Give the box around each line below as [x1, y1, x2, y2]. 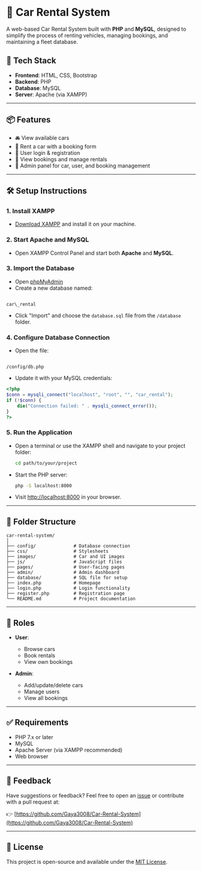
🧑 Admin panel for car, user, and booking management [14, 162, 150, 169]
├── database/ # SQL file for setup [6, 575, 128, 581]
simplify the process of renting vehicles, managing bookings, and [6, 31, 168, 39]
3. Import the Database [6, 264, 75, 273]
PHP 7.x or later [14, 733, 54, 740]
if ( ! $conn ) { [6, 397, 42, 403]
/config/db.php [6, 364, 44, 370]
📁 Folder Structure [6, 516, 76, 526]
